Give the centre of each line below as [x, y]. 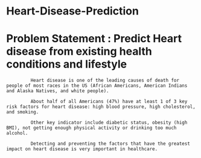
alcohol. [17, 133]
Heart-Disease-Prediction [72, 11]
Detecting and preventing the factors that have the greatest [110, 144]
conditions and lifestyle [67, 64]
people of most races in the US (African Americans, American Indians [97, 86]
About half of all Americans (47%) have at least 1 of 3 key [109, 102]
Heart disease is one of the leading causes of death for [105, 81]
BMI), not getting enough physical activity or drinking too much [91, 128]
